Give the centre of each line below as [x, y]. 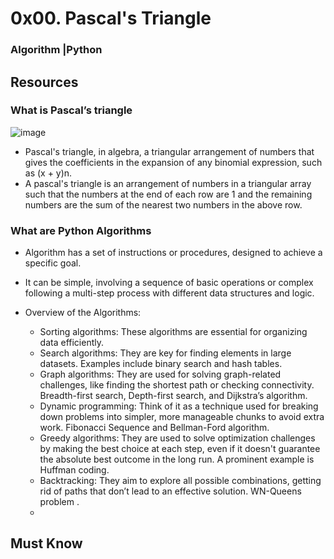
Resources [44, 82]
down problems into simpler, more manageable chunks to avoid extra [182, 417]
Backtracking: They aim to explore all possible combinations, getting [180, 481]
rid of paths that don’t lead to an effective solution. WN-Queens [170, 491]
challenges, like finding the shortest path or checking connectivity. [177, 385]
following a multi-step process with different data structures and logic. [169, 293]
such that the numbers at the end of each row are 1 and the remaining [168, 194]
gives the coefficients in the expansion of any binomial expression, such [173, 162]
